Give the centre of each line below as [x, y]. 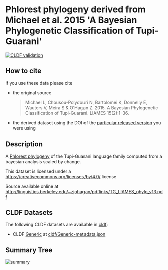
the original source [32, 93]
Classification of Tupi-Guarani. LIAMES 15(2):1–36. [77, 113]
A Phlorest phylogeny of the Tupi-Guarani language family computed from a [84, 156]
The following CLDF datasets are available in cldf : [57, 225]
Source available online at [32, 186]
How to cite [23, 71]
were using [24, 128]
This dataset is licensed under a [38, 171]
